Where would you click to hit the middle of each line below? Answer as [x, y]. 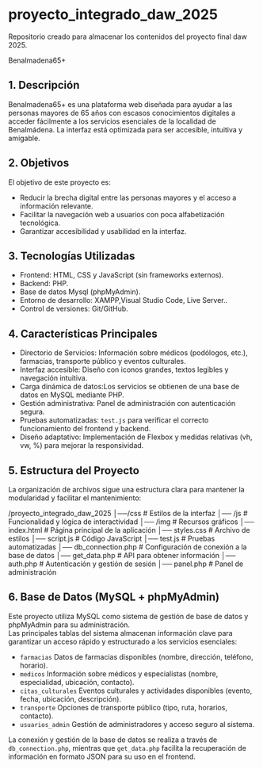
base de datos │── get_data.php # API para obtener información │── [122, 555]
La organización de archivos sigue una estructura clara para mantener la [126, 490]
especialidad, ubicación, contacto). [77, 682]
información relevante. [56, 206]
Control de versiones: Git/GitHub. [74, 309]
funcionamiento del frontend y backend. [85, 429]
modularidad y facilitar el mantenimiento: [75, 498]
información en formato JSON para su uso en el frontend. [102, 756]
